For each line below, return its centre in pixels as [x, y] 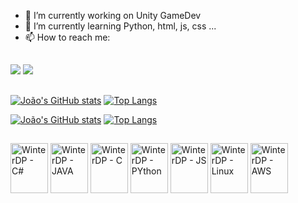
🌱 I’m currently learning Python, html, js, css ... [120, 26]
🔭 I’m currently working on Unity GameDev [113, 15]
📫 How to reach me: [67, 37]
